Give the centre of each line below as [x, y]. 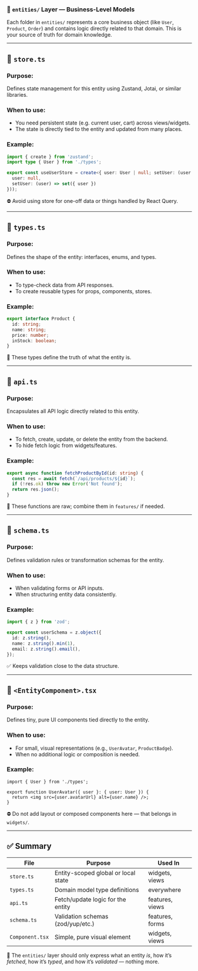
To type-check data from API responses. [64, 285]
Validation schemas [81, 916]
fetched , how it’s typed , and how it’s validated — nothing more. [83, 962]
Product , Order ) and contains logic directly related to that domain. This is [94, 28]
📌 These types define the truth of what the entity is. [69, 357]
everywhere [165, 890]
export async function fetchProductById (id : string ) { [75, 473]
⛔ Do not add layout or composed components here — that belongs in [92, 813]
